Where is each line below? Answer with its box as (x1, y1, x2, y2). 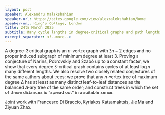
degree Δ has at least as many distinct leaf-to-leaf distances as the (5, 79, 141, 85)
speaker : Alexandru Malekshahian (5, 12, 74, 17)
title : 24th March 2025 (5, 25, 54, 30)
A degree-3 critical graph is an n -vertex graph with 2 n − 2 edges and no (5, 47, 151, 54)
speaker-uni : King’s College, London (5, 21, 82, 26)
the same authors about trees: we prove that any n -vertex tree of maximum (5, 74, 157, 80)
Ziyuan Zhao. (5, 104, 32, 110)
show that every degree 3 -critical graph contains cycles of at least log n (5, 63, 151, 69)
